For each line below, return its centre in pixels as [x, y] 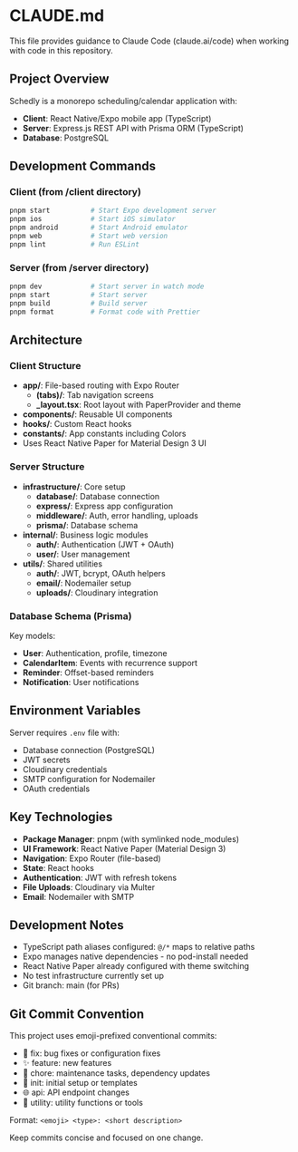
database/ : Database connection [98, 496]
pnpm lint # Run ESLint [75, 244]
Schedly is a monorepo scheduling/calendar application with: [124, 101]
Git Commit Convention [77, 1014]
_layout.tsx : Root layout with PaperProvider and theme [139, 405]
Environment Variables [75, 711]
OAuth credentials [56, 789]
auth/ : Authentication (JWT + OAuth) [105, 544]
